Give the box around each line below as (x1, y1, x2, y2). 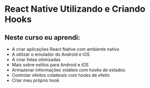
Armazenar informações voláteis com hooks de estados (11, 67, 125, 73)
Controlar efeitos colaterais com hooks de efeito (11, 72, 110, 78)
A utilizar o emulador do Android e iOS (11, 51, 90, 57)
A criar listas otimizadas (11, 57, 61, 62)
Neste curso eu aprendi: (4, 33, 80, 42)
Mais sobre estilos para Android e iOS (11, 62, 89, 67)
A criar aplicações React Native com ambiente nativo (11, 46, 119, 52)
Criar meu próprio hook (11, 77, 60, 83)
